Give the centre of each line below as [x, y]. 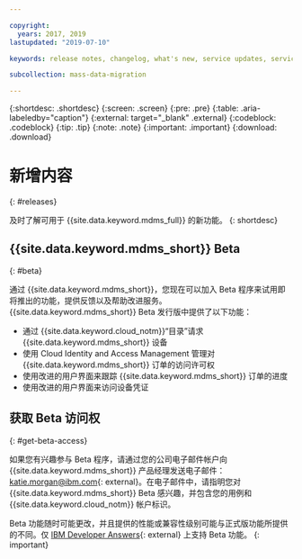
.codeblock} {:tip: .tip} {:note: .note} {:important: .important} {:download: [143, 128]
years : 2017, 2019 [52, 34]
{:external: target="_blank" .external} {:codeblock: [183, 118]
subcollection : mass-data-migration [78, 75]
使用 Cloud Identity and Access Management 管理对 [119, 353]
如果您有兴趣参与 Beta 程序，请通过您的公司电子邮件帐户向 [118, 459]
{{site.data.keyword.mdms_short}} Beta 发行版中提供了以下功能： [131, 311]
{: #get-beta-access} [49, 440]
